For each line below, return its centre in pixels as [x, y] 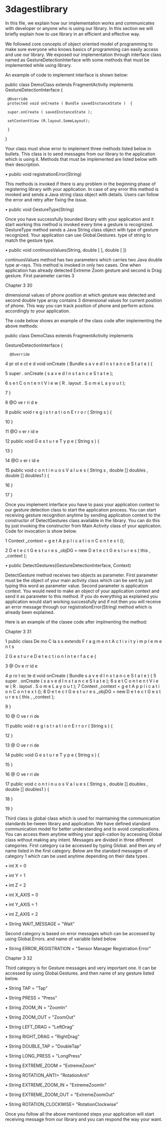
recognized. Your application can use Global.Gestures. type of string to [78, 235]
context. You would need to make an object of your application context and [82, 591]
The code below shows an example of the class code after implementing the [83, 320]
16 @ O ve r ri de [22, 774]
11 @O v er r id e [22, 431]
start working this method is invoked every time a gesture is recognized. [79, 224]
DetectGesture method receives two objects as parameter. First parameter [82, 575]
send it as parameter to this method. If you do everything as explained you [82, 596]
